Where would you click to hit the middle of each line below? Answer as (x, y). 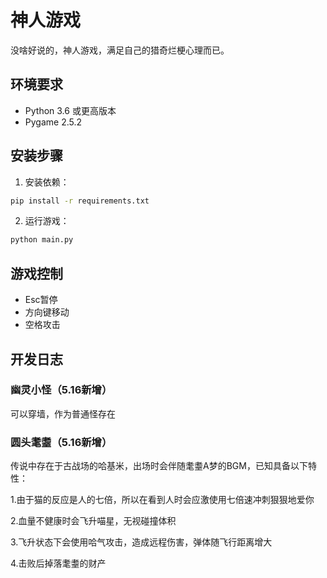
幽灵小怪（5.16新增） (61, 390)
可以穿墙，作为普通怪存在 (63, 413)
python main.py (42, 240)
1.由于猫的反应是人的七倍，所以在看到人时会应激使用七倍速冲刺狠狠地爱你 (162, 500)
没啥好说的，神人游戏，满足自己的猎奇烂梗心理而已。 (120, 50)
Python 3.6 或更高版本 (70, 110)
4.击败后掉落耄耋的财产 (58, 563)
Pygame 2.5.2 (53, 122)
